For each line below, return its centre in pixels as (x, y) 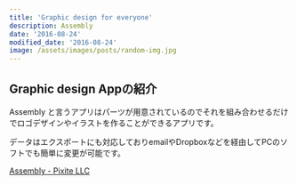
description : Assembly (51, 26)
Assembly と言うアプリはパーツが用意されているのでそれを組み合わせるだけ (149, 111)
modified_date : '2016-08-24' (63, 42)
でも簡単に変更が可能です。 (75, 153)
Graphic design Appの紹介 (83, 88)
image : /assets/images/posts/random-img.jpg (93, 51)
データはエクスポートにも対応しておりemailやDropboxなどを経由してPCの (144, 141)
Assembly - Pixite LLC (50, 171)
